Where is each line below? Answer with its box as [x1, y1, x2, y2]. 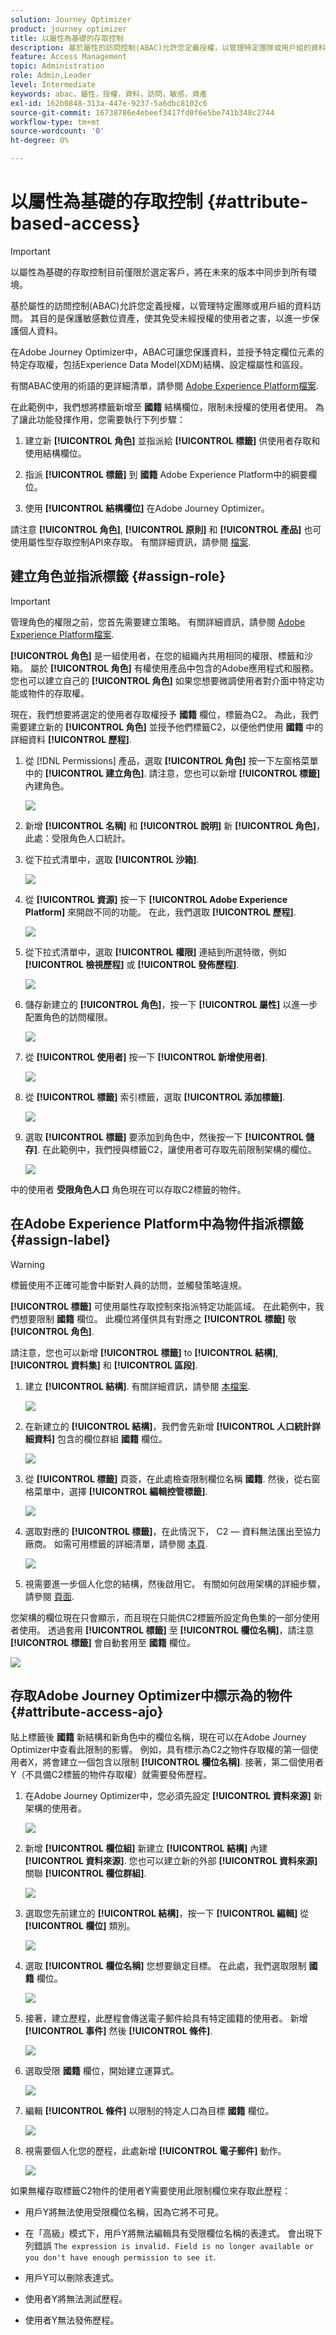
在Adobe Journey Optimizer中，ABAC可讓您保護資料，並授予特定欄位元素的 [10, 346, 325, 358]
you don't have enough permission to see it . [24, 2251, 217, 2263]
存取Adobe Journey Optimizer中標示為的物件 [10, 1687, 293, 1704]
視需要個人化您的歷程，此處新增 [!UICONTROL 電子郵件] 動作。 [24, 2145, 287, 2157]
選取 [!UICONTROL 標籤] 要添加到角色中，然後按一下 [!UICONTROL [24, 1131, 304, 1143]
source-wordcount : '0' [10, 126, 105, 136]
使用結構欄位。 [24, 447, 87, 459]
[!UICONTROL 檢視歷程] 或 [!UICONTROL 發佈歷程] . [24, 958, 240, 970]
